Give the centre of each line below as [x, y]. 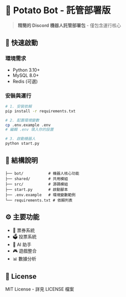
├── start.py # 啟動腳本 [37, 189]
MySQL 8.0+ [26, 75]
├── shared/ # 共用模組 [37, 179]
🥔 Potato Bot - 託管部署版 [58, 10]
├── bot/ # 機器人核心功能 [42, 173]
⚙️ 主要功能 [22, 217]
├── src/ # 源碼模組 [37, 184]
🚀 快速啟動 [22, 43]
